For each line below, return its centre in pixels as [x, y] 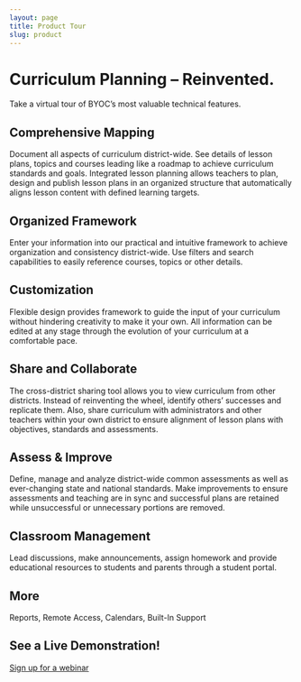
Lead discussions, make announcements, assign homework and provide [143, 558]
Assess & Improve [61, 457]
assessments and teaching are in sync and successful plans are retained [144, 498]
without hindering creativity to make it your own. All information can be [141, 321]
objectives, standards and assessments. [84, 429]
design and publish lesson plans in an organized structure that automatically [151, 183]
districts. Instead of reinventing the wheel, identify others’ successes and [146, 400]
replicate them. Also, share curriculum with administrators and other [136, 410]
